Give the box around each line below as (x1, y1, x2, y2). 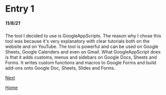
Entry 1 (5, 3, 35, 15)
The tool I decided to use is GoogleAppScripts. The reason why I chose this (5, 33, 161, 39)
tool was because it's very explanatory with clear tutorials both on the (5, 38, 150, 44)
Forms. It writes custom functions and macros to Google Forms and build (5, 60, 156, 66)
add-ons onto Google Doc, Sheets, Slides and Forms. (5, 65, 116, 71)
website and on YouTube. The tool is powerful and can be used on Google (5, 43, 158, 50)
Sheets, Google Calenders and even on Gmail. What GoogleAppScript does (5, 49, 161, 55)
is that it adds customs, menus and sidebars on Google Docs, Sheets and (5, 54, 157, 61)
